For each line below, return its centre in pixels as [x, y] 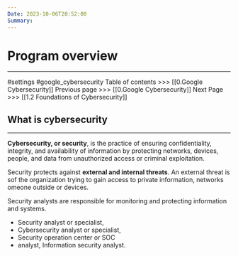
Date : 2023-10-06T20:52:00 [47, 14]
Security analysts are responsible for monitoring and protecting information [117, 201]
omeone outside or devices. [48, 187]
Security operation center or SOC [66, 238]
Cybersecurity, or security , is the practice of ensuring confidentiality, [110, 144]
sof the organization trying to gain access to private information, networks [116, 180]
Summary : [20, 21]
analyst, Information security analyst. [72, 245]
